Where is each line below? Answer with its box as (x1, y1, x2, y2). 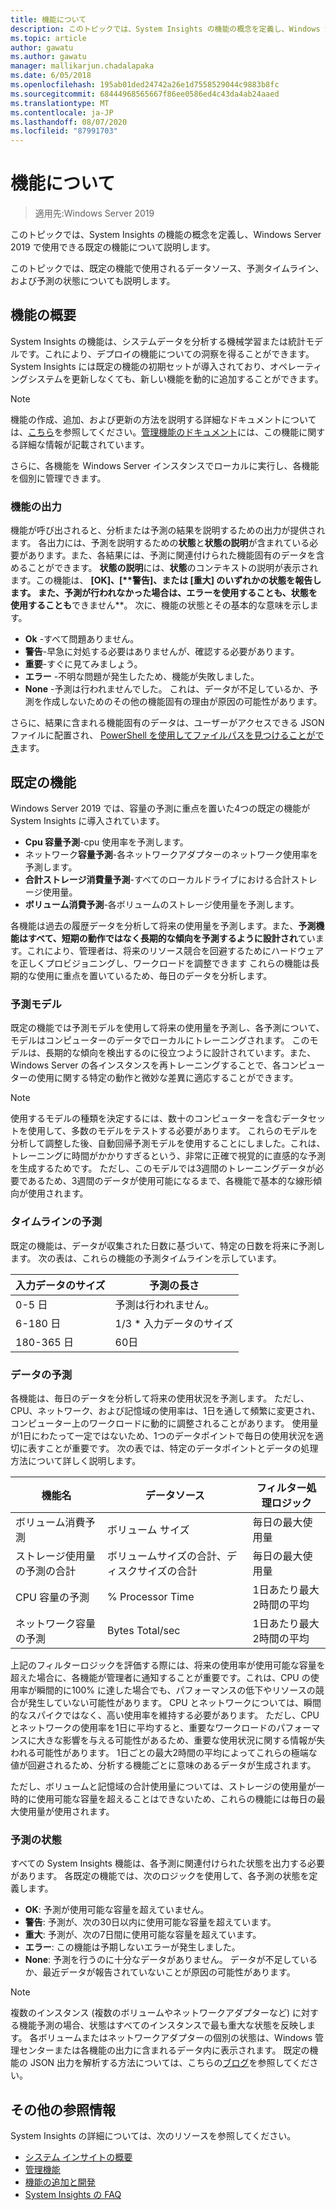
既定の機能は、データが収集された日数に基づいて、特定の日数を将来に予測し (10, 1239, 325, 1251)
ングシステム (10, 372, 63, 385)
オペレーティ (269, 360, 323, 372)
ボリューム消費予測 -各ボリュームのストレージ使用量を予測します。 (24, 898, 300, 910)
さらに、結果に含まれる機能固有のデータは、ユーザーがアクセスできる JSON (10, 717, 325, 729)
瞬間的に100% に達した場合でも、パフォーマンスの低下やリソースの (36, 1684, 316, 1696)
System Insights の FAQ (24, 2188, 122, 2200)
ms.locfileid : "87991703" (10, 126, 118, 136)
